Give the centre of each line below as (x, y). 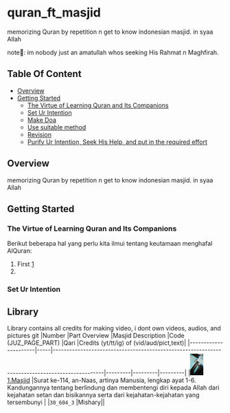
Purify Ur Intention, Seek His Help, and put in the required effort (117, 142)
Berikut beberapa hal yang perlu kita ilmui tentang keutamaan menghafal (110, 244)
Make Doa (42, 120)
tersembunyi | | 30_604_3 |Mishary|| (56, 402)
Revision (39, 134)
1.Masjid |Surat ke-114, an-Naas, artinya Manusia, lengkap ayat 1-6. (102, 380)
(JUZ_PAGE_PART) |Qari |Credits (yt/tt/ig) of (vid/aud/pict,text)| (97, 343)
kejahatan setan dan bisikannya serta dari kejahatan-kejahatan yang (103, 394)
